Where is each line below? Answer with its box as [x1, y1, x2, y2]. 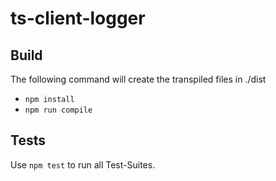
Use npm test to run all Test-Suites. [10, 158, 156, 171]
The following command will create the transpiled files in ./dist [10, 73, 267, 85]
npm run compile [24, 105, 93, 115]
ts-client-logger [10, 7, 146, 30]
